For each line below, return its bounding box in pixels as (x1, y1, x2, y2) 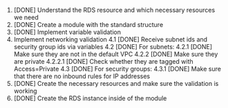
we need (13, 13, 39, 21)
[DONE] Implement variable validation (13, 28, 121, 36)
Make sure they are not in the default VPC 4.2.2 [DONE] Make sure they (13, 50, 218, 58)
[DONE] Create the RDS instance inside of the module (13, 94, 167, 102)
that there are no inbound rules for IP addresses (13, 72, 151, 80)
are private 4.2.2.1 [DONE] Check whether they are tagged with (13, 57, 193, 65)
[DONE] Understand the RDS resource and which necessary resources (13, 6, 216, 14)
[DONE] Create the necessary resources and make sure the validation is (13, 80, 219, 87)
